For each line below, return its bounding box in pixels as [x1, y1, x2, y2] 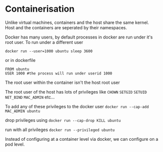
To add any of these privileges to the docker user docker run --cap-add [5, 103, 149, 109]
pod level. [5, 141, 25, 147]
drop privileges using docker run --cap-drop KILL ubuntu [5, 117, 121, 123]
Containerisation [5, 3, 75, 15]
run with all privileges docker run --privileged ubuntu [5, 127, 115, 133]
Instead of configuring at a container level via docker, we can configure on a [5, 136, 159, 142]
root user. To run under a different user [5, 39, 83, 45]
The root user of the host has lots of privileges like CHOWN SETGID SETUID [5, 89, 147, 95]
